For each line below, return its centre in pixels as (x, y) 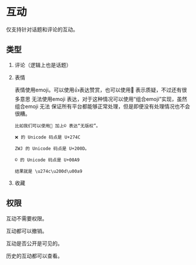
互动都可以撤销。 (27, 231)
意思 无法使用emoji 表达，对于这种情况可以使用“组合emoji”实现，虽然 (104, 99)
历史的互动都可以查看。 (34, 256)
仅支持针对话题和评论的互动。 (42, 29)
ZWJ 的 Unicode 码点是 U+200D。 (52, 148)
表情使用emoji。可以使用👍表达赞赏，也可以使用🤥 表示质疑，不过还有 (98, 90)
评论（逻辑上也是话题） (43, 64)
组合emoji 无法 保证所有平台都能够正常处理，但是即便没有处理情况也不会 (102, 106)
